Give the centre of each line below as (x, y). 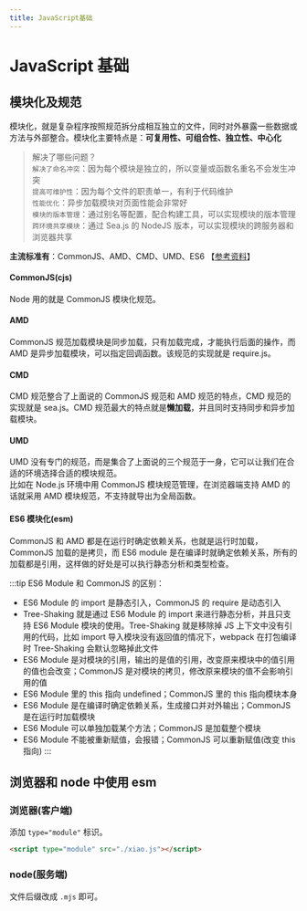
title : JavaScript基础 (51, 18)
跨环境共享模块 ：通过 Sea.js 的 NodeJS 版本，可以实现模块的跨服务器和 (163, 225)
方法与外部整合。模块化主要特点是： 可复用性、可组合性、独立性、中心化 (145, 137)
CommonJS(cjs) (41, 277)
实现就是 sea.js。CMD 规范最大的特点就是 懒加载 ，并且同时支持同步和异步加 (152, 408)
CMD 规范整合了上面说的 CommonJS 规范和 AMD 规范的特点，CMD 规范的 (150, 396)
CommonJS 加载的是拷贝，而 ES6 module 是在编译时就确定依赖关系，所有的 (153, 552)
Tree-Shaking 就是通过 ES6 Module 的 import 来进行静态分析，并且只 (153, 613)
